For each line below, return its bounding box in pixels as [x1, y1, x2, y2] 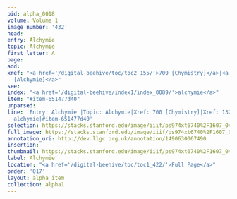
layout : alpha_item [7, 174, 65, 181]
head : [7, 30, 23, 37]
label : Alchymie [7, 155, 55, 162]
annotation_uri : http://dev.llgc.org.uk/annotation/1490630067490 [7, 135, 207, 142]
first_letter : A [7, 50, 55, 57]
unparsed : [7, 102, 37, 109]
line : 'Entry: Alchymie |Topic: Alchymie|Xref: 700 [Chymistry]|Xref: [7, 109, 219, 116]
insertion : [7, 142, 39, 149]
